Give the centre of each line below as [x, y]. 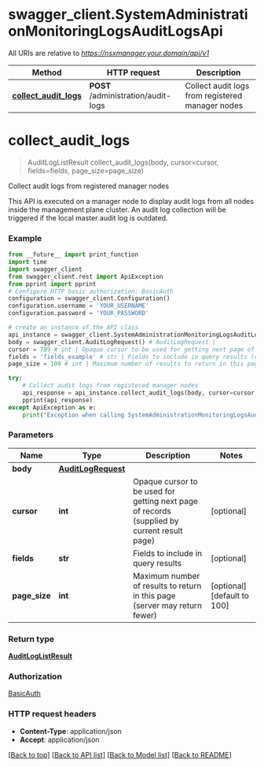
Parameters [31, 435]
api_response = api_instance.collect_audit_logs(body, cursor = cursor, [140, 393]
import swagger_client [45, 269]
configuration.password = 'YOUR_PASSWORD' [79, 313]
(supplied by [156, 521]
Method [47, 72]
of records [152, 511]
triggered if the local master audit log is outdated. [88, 217]
